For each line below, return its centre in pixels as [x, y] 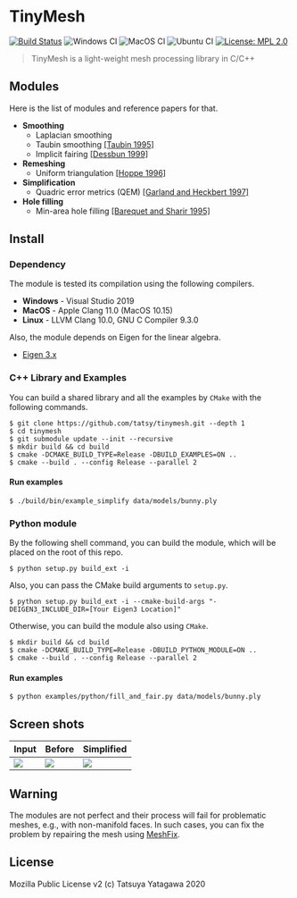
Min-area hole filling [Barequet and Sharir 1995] [123, 211]
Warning [33, 794]
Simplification [49, 182]
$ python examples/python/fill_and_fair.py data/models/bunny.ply [135, 697]
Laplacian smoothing [74, 135]
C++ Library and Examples [68, 378]
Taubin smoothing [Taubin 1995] [95, 144]
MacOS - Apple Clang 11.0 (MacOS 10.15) [98, 311]
